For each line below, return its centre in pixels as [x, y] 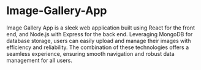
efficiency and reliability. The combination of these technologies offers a [98, 47]
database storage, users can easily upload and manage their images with [99, 41]
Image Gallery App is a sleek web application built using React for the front [100, 28]
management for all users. [39, 60]
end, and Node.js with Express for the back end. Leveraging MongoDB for [100, 34]
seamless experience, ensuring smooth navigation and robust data [90, 53]
